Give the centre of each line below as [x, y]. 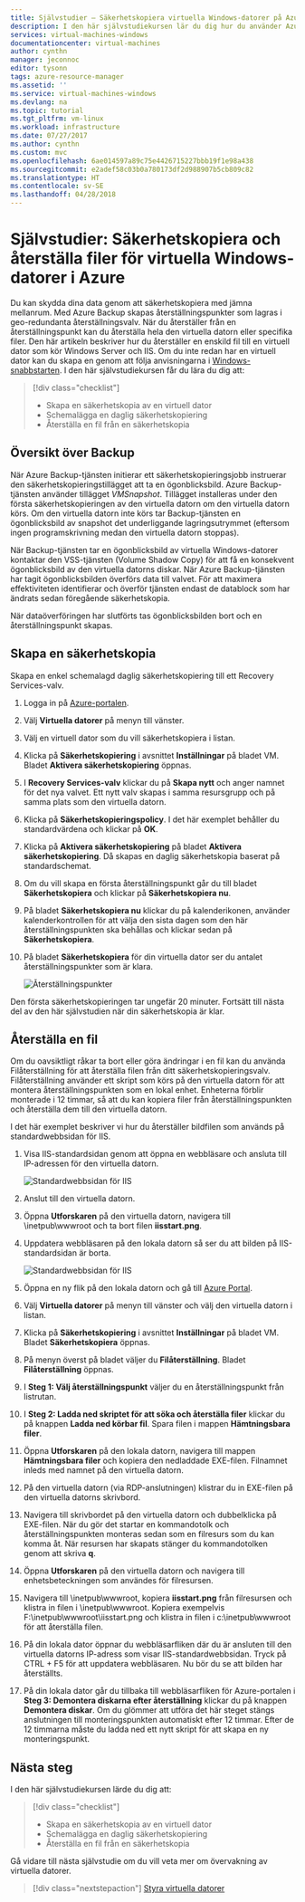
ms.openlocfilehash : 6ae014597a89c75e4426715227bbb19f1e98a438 [132, 161]
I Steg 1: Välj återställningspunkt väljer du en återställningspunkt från [153, 1387]
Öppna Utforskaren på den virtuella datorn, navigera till [127, 1216]
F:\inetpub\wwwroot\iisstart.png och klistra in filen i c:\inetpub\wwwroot [157, 1618]
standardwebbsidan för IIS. [61, 1136]
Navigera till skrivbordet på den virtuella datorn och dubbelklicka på [150, 1515]
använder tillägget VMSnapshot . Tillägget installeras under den [160, 493]
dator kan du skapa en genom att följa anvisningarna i [110, 360]
